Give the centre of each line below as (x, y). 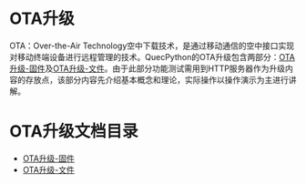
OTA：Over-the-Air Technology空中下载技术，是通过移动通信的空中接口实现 (152, 46)
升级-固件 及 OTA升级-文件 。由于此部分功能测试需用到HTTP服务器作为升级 (148, 68)
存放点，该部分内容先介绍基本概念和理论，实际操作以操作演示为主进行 (157, 79)
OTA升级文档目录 (74, 132)
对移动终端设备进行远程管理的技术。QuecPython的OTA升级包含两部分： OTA (153, 56)
